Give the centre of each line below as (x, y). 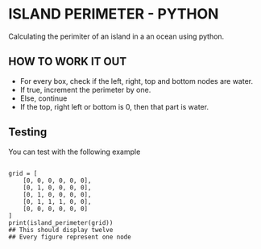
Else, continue (43, 98)
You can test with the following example (75, 151)
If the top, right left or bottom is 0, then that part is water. (114, 106)
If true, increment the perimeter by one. (85, 89)
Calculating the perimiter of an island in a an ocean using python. (116, 36)
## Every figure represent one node (70, 237)
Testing (28, 133)
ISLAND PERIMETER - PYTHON (114, 14)
